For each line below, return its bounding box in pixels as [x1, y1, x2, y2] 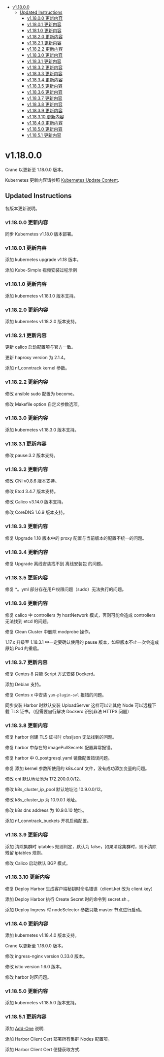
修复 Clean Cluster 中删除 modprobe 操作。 [5, 628, 93, 634]
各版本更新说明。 [5, 205, 40, 211]
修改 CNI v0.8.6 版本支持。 [5, 478, 60, 484]
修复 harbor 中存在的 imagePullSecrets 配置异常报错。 [5, 745, 115, 751]
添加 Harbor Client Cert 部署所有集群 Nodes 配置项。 [5, 1036, 112, 1042]
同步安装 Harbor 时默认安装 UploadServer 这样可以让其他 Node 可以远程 [5, 702, 152, 708]
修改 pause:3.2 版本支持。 [5, 453, 58, 459]
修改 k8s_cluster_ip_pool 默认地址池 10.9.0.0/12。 [5, 787, 105, 793]
